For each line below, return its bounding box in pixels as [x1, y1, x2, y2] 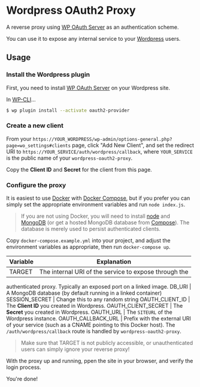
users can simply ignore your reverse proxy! [20, 346, 130, 353]
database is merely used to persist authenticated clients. [20, 226, 160, 233]
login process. [6, 364, 41, 371]
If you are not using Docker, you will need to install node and [20, 212, 171, 220]
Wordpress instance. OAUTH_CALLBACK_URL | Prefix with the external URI [6, 315, 192, 322]
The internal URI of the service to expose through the [39, 268, 189, 276]
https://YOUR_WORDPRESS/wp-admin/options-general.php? [32, 136, 172, 142]
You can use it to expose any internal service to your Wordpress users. [6, 35, 181, 42]
